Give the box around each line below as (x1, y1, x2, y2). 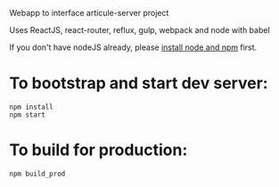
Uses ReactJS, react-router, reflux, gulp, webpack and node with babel (9, 25, 270, 35)
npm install (9, 102, 53, 111)
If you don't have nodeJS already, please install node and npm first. (9, 42, 258, 53)
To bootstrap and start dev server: (9, 73, 269, 93)
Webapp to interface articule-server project (9, 8, 169, 18)
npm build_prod (9, 169, 66, 178)
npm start (9, 110, 46, 119)
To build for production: (9, 140, 188, 160)
